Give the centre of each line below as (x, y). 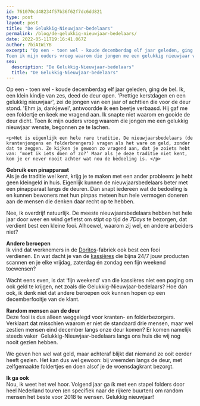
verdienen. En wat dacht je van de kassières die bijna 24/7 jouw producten (98, 256)
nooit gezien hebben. (32, 342)
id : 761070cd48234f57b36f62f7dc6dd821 (54, 12)
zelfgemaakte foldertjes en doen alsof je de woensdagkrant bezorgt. (90, 367)
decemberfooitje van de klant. (43, 299)
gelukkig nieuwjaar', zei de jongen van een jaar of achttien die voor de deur (99, 102)
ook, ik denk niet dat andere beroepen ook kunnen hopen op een (86, 293)
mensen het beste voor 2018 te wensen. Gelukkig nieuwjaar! (80, 397)
